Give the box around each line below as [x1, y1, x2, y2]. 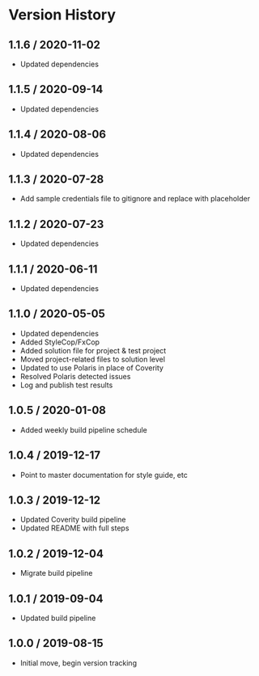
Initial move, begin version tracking [19, 657, 138, 668]
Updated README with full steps [19, 523, 129, 533]
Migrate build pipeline [19, 568, 93, 578]
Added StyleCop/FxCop [19, 337, 100, 347]
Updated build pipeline [19, 613, 96, 623]
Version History [8, 6, 116, 24]
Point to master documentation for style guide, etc [19, 470, 188, 480]
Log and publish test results [19, 380, 113, 390]
